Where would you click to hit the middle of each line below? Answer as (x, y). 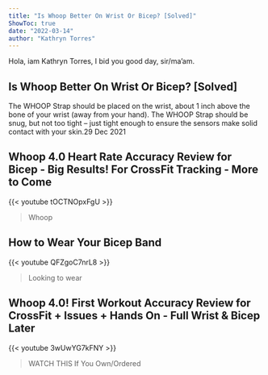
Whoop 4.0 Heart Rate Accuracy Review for (120, 157)
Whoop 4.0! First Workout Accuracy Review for (130, 303)
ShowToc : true (32, 23)
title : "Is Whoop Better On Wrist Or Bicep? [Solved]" (103, 16)
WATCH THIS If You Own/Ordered (84, 363)
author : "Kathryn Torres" (52, 38)
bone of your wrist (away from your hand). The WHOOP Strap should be (128, 115)
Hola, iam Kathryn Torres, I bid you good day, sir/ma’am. (102, 61)
